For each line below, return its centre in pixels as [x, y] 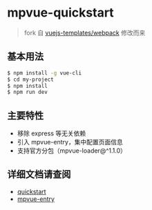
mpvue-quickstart [60, 13]
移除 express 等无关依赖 [51, 133]
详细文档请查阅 [39, 174]
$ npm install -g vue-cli [44, 73]
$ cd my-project [30, 79]
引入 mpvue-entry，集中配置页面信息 [70, 142]
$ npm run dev [28, 92]
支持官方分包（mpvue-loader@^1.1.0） [72, 151]
